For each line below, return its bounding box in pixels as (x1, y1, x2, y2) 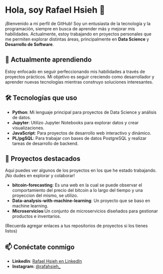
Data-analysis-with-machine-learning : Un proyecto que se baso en (12, 198, 150, 204)
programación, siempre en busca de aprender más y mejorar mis (5, 25, 135, 31)
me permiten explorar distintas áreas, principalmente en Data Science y (5, 36, 149, 42)
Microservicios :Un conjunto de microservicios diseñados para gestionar (12, 208, 158, 214)
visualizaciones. (12, 125, 45, 131)
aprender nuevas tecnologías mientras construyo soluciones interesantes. (5, 79, 153, 85)
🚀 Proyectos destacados (5, 154, 81, 163)
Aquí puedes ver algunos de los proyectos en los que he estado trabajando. (5, 167, 157, 173)
